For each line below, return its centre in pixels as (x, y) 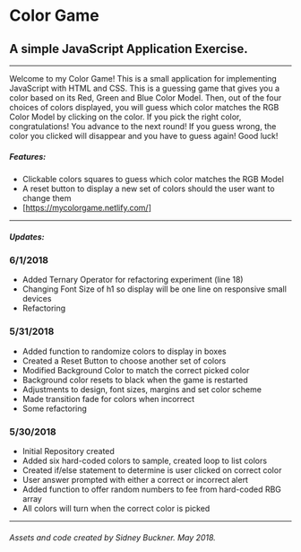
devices (37, 299)
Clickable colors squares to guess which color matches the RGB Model (153, 179)
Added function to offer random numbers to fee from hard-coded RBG (152, 489)
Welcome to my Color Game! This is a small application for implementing (143, 79)
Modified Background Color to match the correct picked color (136, 370)
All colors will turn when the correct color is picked (116, 508)
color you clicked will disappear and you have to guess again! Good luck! (144, 136)
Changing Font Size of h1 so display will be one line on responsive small (154, 289)
